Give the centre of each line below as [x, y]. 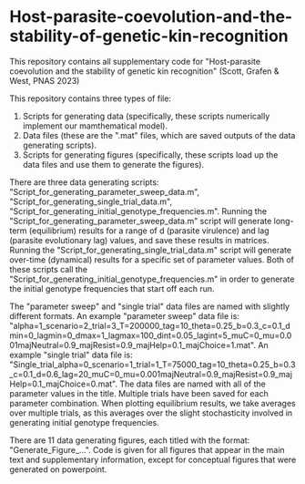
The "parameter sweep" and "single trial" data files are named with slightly [149, 306]
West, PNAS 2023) [45, 80]
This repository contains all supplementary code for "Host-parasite [135, 61]
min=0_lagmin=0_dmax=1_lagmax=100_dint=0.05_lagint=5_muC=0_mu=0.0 [151, 335]
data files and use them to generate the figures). [113, 164]
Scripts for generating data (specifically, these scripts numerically [146, 116]
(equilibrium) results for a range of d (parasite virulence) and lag [149, 231]
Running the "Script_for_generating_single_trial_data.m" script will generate [151, 250]
